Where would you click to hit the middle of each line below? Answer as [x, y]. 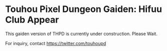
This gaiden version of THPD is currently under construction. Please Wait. [81, 33]
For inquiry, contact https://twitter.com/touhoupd [56, 43]
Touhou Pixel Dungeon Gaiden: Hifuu [83, 9]
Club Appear [32, 20]
